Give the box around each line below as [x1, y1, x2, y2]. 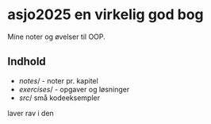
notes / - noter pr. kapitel [18, 76, 98, 85]
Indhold [7, 55, 47, 68]
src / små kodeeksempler [18, 93, 101, 103]
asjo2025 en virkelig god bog [7, 6, 204, 24]
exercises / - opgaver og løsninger [18, 84, 130, 94]
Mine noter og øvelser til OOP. [7, 32, 106, 41]
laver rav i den [7, 108, 55, 118]
